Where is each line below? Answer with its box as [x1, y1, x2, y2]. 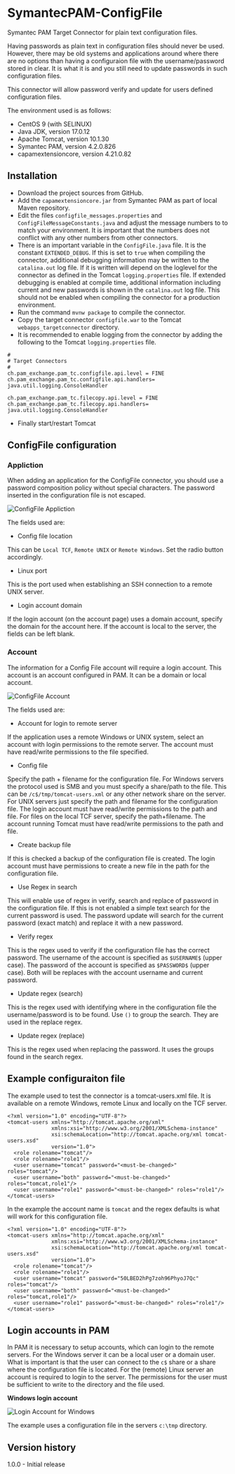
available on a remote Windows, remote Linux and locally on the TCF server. [7, 1098, 227, 1107]
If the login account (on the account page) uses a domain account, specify [7, 615, 223, 623]
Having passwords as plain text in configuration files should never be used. [7, 41, 224, 50]
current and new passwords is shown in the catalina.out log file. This [17, 286, 220, 294]
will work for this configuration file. [7, 1212, 108, 1221]
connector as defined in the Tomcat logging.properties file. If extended [17, 270, 226, 279]
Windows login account [7, 1394, 79, 1402]
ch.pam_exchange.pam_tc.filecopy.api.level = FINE [7, 394, 159, 401]
